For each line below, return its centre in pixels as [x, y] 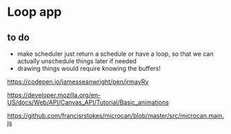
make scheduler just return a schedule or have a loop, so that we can [115, 54]
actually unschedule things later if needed [77, 61]
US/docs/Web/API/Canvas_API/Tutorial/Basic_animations [88, 102]
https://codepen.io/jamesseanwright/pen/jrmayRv [78, 82]
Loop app [34, 12]
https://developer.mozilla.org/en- [54, 95]
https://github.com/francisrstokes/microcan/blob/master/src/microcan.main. [115, 115]
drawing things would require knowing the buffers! [89, 68]
